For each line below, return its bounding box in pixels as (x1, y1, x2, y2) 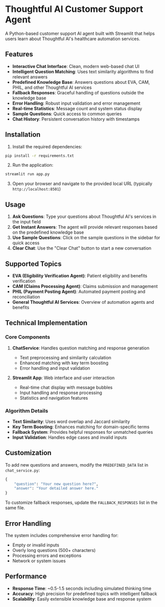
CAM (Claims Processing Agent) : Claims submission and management (12, 283, 158, 289)
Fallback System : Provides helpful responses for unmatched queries (12, 429, 153, 435)
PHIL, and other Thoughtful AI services (12, 84, 92, 90)
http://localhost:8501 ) (12, 186, 61, 192)
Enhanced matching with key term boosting (19, 360, 109, 366)
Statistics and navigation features (19, 395, 88, 401)
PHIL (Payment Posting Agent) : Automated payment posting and (12, 288, 146, 294)
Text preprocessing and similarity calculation (19, 354, 111, 360)
